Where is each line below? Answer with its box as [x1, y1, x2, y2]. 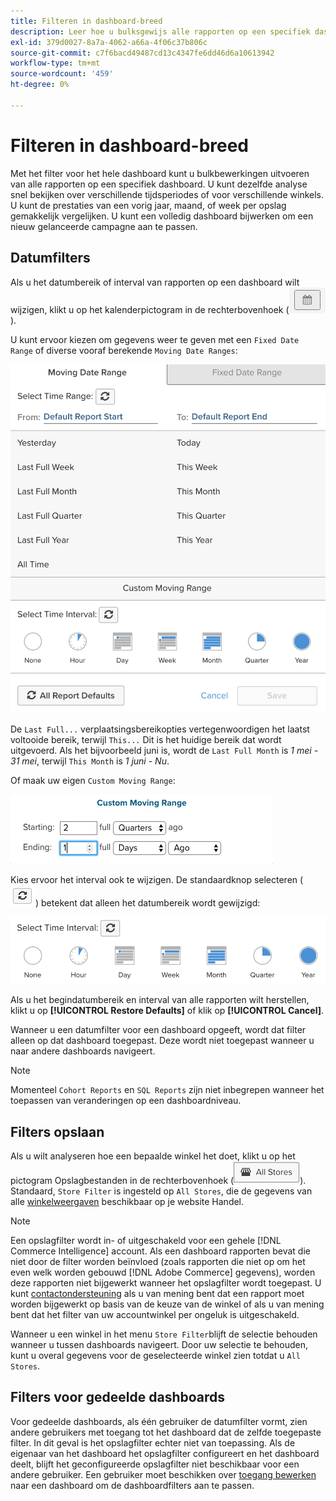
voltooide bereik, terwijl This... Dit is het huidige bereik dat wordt [10, 734, 282, 746]
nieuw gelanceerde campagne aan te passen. [10, 220, 198, 232]
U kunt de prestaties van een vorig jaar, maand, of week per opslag [10, 199, 287, 211]
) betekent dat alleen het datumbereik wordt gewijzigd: [35, 897, 261, 909]
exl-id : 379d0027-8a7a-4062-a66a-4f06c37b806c [10, 37, 208, 47]
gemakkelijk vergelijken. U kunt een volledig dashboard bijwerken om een [10, 210, 314, 222]
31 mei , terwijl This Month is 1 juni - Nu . [10, 755, 170, 767]
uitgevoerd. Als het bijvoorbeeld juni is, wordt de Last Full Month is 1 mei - [10, 745, 319, 757]
